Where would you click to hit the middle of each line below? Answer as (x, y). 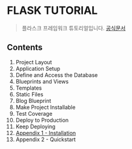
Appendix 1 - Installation (46, 133)
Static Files (29, 94)
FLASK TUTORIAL (52, 11)
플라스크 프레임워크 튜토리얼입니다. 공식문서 (74, 28)
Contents (25, 48)
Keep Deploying (35, 126)
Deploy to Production (42, 120)
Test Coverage (34, 113)
